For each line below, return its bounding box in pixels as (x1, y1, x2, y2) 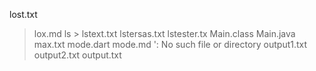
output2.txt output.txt (33, 49, 122, 61)
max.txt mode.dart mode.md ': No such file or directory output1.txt (33, 39, 308, 50)
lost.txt (9, 9, 38, 20)
